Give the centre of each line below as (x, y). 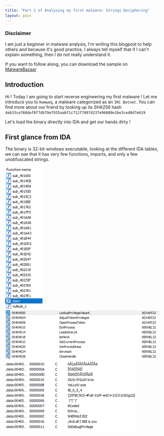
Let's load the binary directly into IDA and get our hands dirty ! (68, 122)
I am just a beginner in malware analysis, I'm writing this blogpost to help (78, 44)
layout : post (18, 15)
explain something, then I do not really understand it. (58, 55)
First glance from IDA (38, 137)
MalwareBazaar (21, 69)
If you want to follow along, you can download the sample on (67, 64)
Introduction (24, 85)
